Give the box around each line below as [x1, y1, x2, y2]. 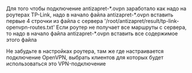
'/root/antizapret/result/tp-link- [104, 18, 179, 24]
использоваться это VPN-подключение [6, 60, 106, 67]
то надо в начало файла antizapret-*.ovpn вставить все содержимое [6, 30, 178, 37]
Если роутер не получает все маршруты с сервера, [56, 24, 187, 31]
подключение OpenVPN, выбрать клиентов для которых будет [6, 54, 164, 61]
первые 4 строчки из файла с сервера [6, 18, 103, 24]
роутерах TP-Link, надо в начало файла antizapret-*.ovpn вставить [6, 11, 174, 18]
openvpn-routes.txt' [6, 24, 55, 31]
